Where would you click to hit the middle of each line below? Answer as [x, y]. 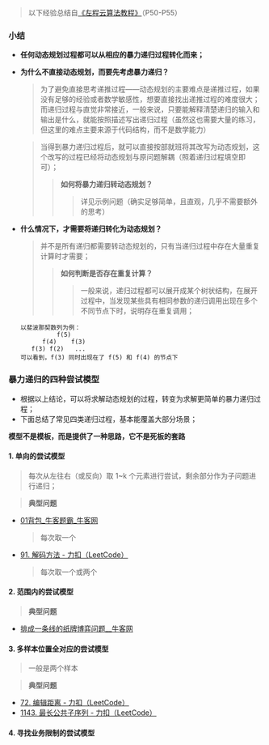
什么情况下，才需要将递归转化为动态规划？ [91, 229]
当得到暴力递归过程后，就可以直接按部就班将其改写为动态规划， [146, 147]
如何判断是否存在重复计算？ [107, 274]
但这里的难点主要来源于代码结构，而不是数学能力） [125, 130]
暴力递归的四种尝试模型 [54, 380]
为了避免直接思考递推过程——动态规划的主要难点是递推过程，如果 [150, 89]
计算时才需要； [65, 256]
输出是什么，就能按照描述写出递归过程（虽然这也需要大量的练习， [150, 120]
